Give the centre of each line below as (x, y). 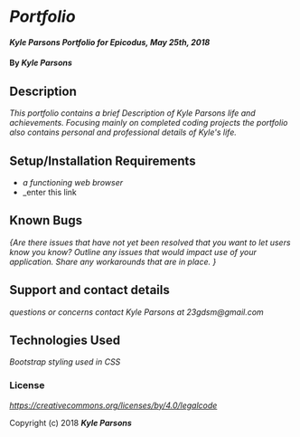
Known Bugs (46, 220)
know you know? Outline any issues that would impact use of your (133, 252)
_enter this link (49, 192)
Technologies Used (65, 341)
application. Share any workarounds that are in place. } (113, 261)
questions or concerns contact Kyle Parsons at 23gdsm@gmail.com (136, 312)
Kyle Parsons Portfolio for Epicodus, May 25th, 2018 (110, 42)
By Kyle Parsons (41, 63)
